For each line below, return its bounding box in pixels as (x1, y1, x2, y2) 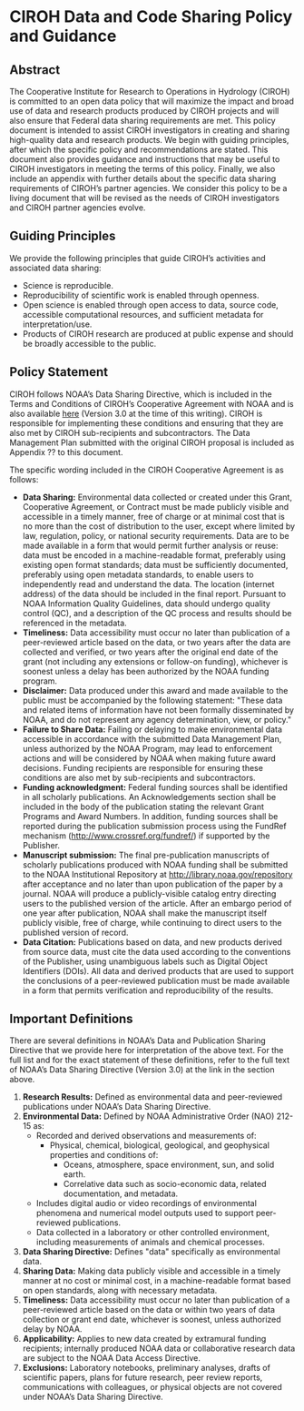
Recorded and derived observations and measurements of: (35, 1131, 257, 1142)
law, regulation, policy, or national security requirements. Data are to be (22, 530, 289, 541)
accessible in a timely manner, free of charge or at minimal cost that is (22, 511, 286, 522)
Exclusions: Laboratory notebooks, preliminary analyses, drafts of (22, 1363, 270, 1374)
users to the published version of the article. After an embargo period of (22, 898, 292, 909)
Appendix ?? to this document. (9, 446, 123, 457)
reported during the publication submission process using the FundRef (22, 820, 288, 831)
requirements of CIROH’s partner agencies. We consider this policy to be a (9, 183, 288, 193)
